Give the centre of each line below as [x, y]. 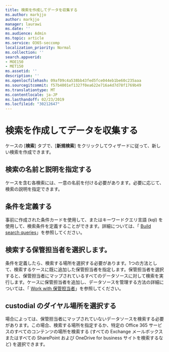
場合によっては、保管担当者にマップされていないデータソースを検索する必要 [85, 319]
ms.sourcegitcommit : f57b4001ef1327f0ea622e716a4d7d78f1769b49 [73, 85]
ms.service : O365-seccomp [32, 43]
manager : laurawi [24, 24]
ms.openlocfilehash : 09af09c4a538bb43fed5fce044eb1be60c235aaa [73, 81]
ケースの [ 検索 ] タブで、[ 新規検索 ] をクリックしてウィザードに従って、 [79, 146]
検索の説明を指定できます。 [34, 189]
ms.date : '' [18, 29]
